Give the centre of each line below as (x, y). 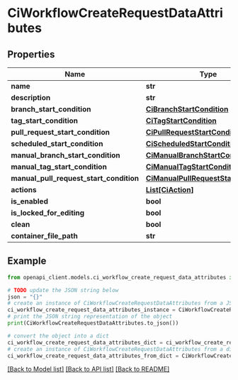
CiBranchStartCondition (187, 109)
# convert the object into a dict (58, 336)
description (31, 97)
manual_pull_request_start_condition (75, 178)
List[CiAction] (170, 190)
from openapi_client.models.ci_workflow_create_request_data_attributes (117, 277)
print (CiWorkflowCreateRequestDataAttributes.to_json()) (93, 323)
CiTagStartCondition (181, 121)
